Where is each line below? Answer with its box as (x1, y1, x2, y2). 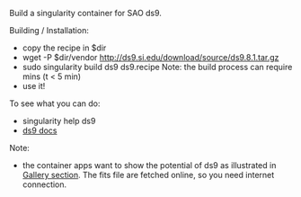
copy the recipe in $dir (22, 42, 107, 53)
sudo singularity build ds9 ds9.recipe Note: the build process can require (22, 62, 293, 72)
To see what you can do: (9, 98, 101, 109)
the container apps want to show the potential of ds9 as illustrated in (22, 160, 277, 170)
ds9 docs (22, 125, 58, 136)
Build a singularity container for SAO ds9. (9, 8, 162, 18)
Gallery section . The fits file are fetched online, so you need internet (22, 170, 275, 180)
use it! (22, 81, 46, 91)
